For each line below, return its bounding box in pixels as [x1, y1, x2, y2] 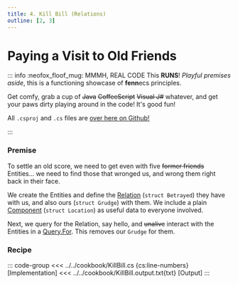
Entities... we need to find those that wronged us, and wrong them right [7, 169, 216, 178]
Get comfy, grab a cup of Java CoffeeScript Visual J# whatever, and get [7, 93, 218, 101]
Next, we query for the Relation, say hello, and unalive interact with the [7, 219, 215, 228]
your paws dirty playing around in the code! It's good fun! [7, 100, 176, 109]
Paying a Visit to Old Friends [7, 48, 177, 64]
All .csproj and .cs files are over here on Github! [7, 114, 150, 122]
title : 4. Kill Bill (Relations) [7, 10, 107, 18]
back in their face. [7, 177, 60, 185]
